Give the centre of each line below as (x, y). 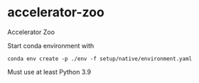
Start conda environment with (51, 45)
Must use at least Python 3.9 (49, 72)
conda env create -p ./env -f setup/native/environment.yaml (100, 59)
